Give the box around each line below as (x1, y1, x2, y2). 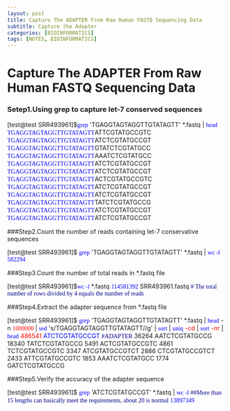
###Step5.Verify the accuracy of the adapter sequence (7, 374, 164, 383)
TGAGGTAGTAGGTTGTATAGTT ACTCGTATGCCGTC (7, 174, 153, 183)
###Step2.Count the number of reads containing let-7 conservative (7, 227, 199, 235)
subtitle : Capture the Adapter (7, 23, 97, 30)
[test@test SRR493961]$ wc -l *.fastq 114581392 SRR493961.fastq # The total (7, 282, 218, 290)
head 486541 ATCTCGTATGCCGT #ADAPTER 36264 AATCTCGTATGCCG (7, 332, 212, 340)
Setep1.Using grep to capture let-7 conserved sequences (7, 105, 202, 114)
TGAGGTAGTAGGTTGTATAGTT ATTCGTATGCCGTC (7, 128, 152, 137)
